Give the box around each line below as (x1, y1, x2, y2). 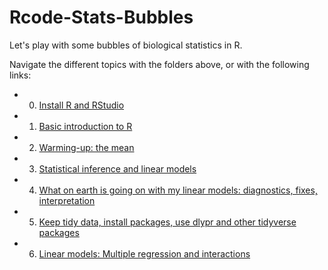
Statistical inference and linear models (38, 162, 197, 175)
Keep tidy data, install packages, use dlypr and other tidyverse (38, 216, 297, 228)
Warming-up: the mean (38, 141, 135, 153)
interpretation (38, 194, 96, 206)
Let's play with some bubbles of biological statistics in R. (9, 39, 243, 51)
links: (9, 69, 32, 81)
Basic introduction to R (38, 120, 133, 132)
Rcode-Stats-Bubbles (9, 6, 194, 29)
